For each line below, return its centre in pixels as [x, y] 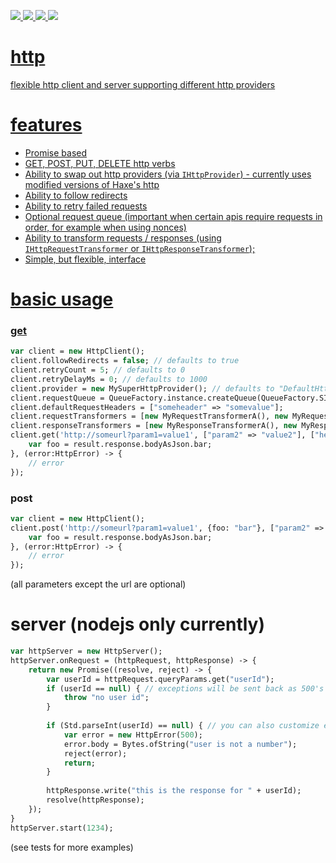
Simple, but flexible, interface [85, 259]
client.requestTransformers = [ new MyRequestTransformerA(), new [149, 416]
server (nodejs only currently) [138, 624]
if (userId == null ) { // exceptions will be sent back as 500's [185, 688]
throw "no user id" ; [106, 698]
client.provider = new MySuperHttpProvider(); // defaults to [142, 388]
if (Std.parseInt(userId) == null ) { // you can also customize [183, 726]
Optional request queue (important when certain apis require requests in [173, 216]
